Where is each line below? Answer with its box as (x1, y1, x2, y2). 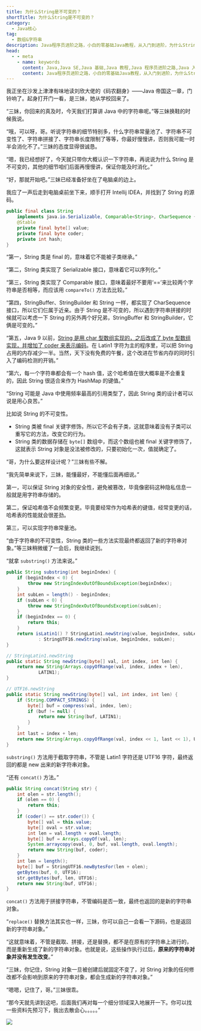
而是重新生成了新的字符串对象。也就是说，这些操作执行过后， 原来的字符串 (6, 946, 190, 953)
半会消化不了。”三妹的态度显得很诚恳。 (6, 143, 100, 150)
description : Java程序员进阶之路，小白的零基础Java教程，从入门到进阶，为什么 (6, 43, 183, 49)
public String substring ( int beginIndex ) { (6, 569, 117, 575)
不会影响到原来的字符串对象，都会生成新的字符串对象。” (16, 973, 153, 981)
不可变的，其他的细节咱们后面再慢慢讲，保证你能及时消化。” (6, 163, 153, 171)
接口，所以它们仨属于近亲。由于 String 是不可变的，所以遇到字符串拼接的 (6, 307, 187, 314)
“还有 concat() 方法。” (6, 773, 59, 781)
